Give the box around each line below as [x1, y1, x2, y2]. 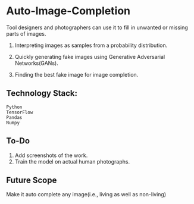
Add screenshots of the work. [14, 152, 88, 159]
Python [6, 104, 23, 110]
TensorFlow [6, 109, 33, 115]
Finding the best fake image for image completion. [14, 71, 139, 78]
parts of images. [6, 30, 46, 37]
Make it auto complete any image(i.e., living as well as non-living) [6, 191, 167, 198]
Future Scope [6, 175, 57, 185]
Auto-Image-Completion [6, 4, 131, 18]
